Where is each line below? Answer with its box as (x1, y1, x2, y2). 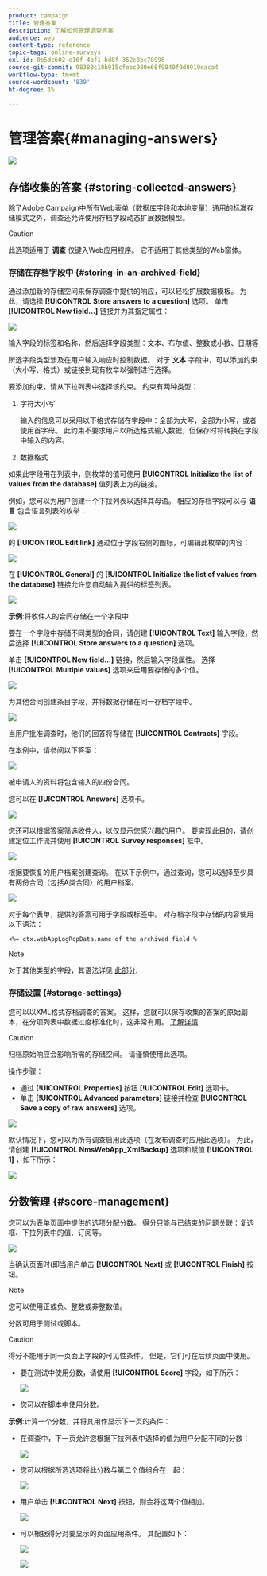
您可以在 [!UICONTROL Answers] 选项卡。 (8, 794, 149, 803)
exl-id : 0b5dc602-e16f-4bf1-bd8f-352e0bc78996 (8, 56, 165, 64)
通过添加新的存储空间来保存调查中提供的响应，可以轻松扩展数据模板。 (8, 287, 238, 296)
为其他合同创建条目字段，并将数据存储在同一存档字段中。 (8, 697, 196, 707)
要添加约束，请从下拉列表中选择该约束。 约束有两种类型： (8, 382, 199, 392)
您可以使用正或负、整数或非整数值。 (8, 1301, 127, 1311)
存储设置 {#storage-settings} (8, 987, 122, 998)
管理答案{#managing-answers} (8, 129, 219, 147)
